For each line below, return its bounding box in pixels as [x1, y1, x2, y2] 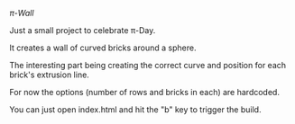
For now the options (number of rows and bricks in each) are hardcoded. [9, 87, 280, 97]
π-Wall [9, 8, 34, 18]
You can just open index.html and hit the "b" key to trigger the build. [9, 104, 262, 115]
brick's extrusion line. [9, 69, 90, 80]
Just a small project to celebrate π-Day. [9, 25, 156, 35]
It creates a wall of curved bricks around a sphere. [9, 42, 197, 53]
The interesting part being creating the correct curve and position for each [9, 60, 287, 70]
